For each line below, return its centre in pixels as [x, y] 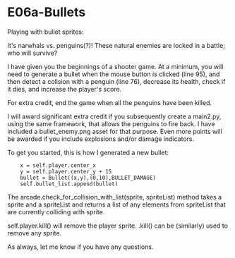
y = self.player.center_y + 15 [66, 171]
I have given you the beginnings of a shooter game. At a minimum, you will [115, 66]
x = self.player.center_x [58, 165]
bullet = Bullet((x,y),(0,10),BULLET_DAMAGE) [88, 178]
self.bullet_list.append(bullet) [69, 184]
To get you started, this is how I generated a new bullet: [88, 152]
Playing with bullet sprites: [46, 32]
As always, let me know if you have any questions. [80, 247]
